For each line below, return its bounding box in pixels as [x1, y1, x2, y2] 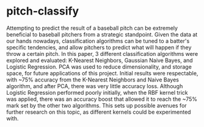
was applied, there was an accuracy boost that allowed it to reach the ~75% [6, 95, 197, 103]
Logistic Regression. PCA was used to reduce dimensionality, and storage [6, 63, 192, 70]
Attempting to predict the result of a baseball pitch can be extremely [6, 24, 178, 32]
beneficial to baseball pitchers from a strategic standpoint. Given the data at [6, 30, 198, 38]
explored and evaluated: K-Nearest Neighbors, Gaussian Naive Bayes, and [6, 57, 194, 64]
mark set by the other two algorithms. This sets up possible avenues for [6, 101, 188, 109]
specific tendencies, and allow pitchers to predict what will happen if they [6, 44, 192, 51]
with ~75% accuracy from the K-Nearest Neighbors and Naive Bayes [6, 76, 179, 83]
